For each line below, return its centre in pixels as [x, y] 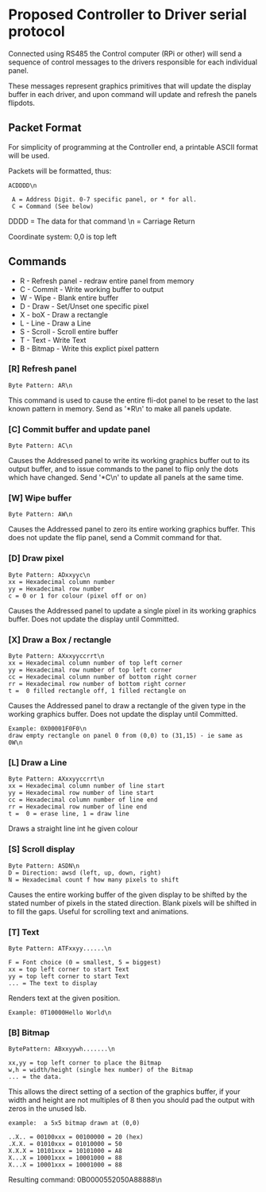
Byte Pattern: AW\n [40, 515]
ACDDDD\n [23, 185]
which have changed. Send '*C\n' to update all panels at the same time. [126, 477]
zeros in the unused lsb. [48, 1108]
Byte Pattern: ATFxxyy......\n [60, 949]
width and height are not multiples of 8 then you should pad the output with [132, 1100]
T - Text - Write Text [53, 340]
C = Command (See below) [52, 206]
